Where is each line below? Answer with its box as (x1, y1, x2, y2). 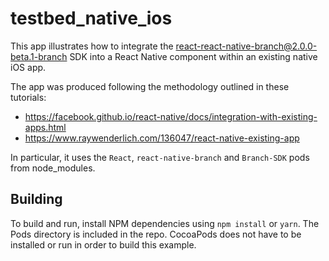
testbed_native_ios (10, 7, 173, 30)
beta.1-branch (10, 50, 68, 62)
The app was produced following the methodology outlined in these (10, 80, 290, 92)
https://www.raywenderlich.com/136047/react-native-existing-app (24, 132, 300, 144)
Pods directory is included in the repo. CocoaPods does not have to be (10, 228, 302, 240)
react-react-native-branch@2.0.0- (175, 40, 318, 52)
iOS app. (10, 61, 47, 73)
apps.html (24, 121, 67, 133)
